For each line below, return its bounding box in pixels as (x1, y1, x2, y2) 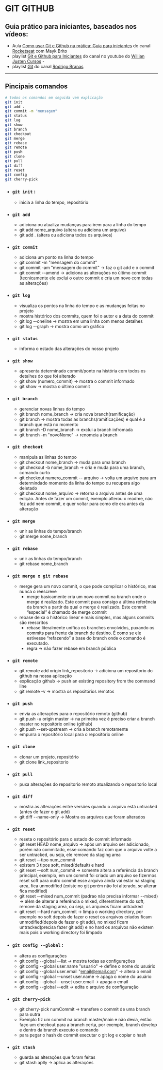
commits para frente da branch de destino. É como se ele (26, 630, 142, 636)
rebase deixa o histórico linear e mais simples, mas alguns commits (19, 614, 154, 620)
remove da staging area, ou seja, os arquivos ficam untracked (19, 904, 143, 910)
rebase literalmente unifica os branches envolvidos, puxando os (26, 624, 155, 630)
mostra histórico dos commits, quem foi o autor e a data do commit (19, 313, 154, 319)
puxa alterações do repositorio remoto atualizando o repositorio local (19, 781, 158, 787)
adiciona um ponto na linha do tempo (19, 254, 94, 260)
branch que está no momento (19, 421, 79, 427)
